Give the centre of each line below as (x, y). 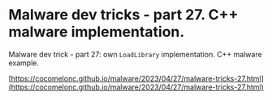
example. (24, 63)
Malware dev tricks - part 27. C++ (123, 15)
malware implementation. (97, 32)
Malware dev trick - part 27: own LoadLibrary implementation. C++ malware (135, 54)
